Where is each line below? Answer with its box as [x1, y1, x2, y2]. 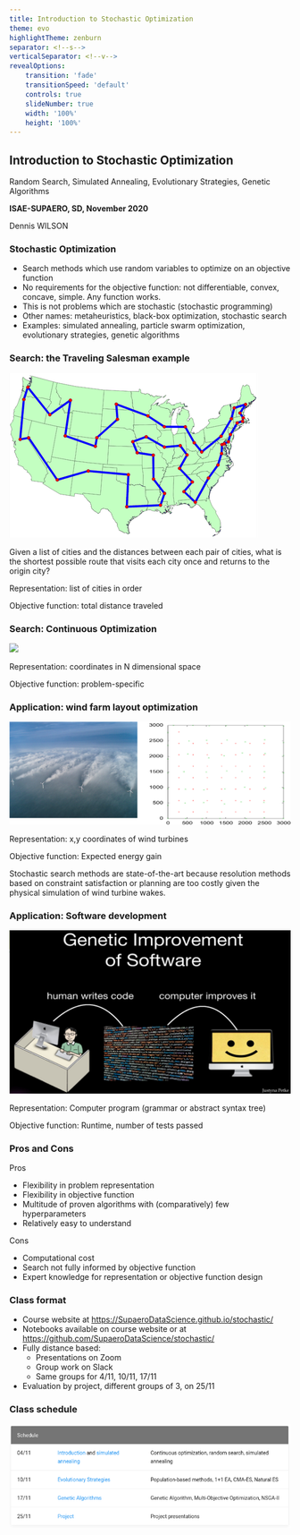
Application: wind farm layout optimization [9, 701, 198, 713]
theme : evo [9, 23, 50, 33]
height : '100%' [25, 118, 82, 127]
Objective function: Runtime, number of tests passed [9, 1120, 204, 1130]
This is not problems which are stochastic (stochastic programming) [21, 301, 273, 312]
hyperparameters [21, 1208, 87, 1219]
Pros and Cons [9, 1142, 74, 1155]
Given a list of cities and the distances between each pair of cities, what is [9, 546, 282, 557]
